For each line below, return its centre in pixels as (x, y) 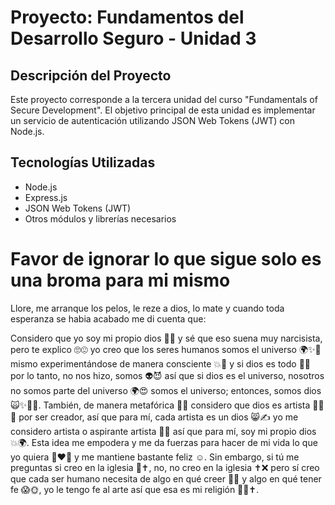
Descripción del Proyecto (91, 75)
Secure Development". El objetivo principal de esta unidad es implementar (163, 110)
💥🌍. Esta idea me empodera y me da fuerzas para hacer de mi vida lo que (164, 442)
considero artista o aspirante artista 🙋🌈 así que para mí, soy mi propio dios (163, 431)
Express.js (46, 197)
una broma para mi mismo (120, 280)
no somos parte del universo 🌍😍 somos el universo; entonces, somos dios (166, 390)
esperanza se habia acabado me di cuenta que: (108, 318)
